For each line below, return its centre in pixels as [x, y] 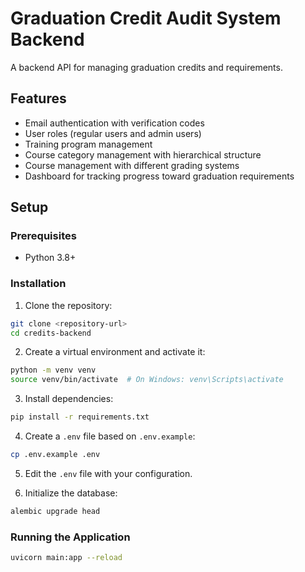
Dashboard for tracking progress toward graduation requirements [159, 176]
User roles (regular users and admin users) [113, 133]
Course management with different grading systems [132, 165]
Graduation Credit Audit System [146, 18]
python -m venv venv [53, 370]
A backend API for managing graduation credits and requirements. [146, 67]
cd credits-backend [51, 333]
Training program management [88, 144]
